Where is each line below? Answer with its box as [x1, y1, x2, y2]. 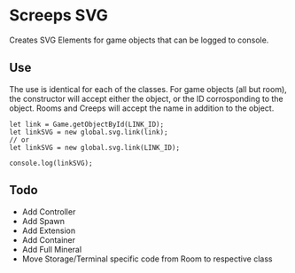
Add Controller [21, 206, 76, 217]
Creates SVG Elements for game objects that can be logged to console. [9, 35, 269, 45]
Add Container [21, 234, 76, 245]
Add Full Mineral [21, 244, 82, 254]
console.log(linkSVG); [9, 159, 93, 168]
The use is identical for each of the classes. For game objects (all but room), [9, 83, 288, 94]
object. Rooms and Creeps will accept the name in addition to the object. [9, 103, 275, 113]
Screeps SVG [9, 5, 108, 26]
